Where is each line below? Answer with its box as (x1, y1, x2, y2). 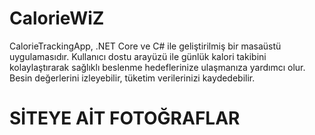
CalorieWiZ (9, 7, 105, 30)
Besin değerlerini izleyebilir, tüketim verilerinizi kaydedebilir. (9, 72, 256, 84)
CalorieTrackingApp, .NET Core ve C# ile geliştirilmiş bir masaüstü (9, 40, 282, 52)
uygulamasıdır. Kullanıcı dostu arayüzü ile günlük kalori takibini (9, 50, 267, 62)
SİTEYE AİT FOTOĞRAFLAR (9, 107, 241, 130)
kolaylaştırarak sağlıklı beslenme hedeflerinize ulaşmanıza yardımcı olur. (9, 61, 306, 73)
